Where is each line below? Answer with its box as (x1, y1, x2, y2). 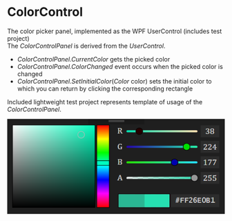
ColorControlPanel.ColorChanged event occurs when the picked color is (17, 62, 223, 70)
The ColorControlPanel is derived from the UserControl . (7, 41, 166, 50)
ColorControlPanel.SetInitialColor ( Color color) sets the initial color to (17, 77, 212, 85)
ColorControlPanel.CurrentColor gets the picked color (17, 55, 171, 63)
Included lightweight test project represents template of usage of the (7, 97, 203, 106)
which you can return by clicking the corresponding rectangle (17, 84, 193, 93)
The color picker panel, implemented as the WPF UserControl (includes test (7, 27, 222, 35)
